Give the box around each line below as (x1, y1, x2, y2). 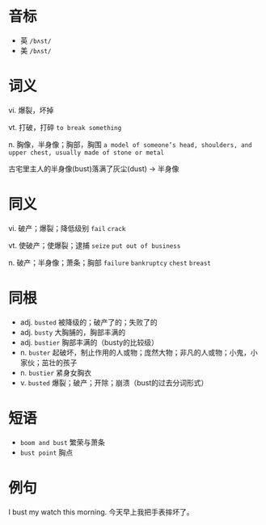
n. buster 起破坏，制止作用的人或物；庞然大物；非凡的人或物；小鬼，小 (19, 347, 258, 357)
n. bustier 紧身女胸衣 (19, 367, 92, 377)
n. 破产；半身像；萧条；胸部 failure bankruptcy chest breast (8, 258, 212, 267)
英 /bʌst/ (19, 36, 52, 45)
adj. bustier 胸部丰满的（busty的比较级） (19, 337, 159, 347)
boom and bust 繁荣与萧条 (19, 437, 105, 447)
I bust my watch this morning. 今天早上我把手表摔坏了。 (8, 506, 194, 517)
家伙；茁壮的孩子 (19, 357, 78, 367)
